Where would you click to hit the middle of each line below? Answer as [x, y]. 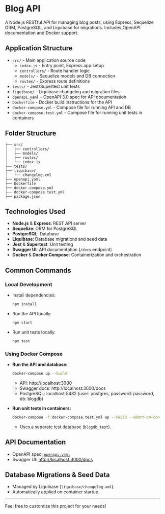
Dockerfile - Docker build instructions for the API [62, 102]
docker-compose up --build [40, 373]
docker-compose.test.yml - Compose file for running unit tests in [77, 112]
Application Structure [39, 48]
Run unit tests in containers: [41, 408]
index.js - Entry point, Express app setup [62, 65]
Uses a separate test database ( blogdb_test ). [65, 427]
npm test [21, 341]
